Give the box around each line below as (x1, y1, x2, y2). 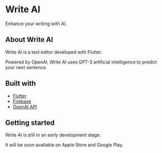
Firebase (12, 98, 32, 104)
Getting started (5, 118, 55, 127)
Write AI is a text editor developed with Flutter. (5, 49, 102, 55)
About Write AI (5, 35, 53, 44)
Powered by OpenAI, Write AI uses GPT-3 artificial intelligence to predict (5, 59, 157, 65)
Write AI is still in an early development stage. (5, 132, 101, 138)
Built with (5, 79, 36, 88)
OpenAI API (12, 103, 37, 110)
